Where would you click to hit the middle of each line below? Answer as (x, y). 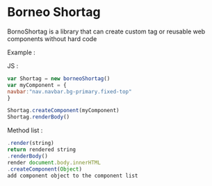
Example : (22, 52)
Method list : (25, 130)
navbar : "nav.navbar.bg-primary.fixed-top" (70, 91)
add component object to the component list (73, 176)
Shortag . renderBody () (39, 117)
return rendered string (42, 150)
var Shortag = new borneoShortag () (59, 78)
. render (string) (31, 144)
